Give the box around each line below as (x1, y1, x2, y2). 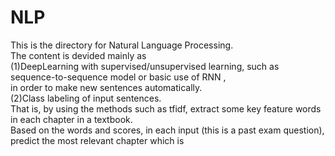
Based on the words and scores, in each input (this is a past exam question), (10, 124, 325, 136)
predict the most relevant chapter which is (10, 134, 185, 146)
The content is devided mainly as (10, 49, 147, 61)
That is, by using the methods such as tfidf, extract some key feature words (10, 102, 322, 115)
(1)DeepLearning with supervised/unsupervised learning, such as (10, 60, 280, 72)
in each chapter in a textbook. (10, 113, 133, 125)
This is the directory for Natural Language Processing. (10, 39, 234, 51)
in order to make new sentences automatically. (10, 81, 203, 93)
